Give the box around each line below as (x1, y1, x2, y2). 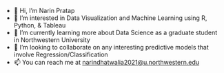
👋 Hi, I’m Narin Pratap (13, 7, 75, 14)
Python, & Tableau (13, 21, 66, 29)
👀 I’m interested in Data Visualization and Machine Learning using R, (13, 14, 207, 22)
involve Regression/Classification (13, 50, 108, 59)
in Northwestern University (13, 36, 91, 44)
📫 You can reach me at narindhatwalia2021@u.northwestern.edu (13, 59, 200, 66)
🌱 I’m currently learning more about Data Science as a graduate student (13, 28, 218, 36)
